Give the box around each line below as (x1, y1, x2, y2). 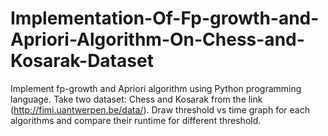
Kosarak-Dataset (10, 50, 154, 72)
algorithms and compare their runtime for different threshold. (10, 114, 262, 126)
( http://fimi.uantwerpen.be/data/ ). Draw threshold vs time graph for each (10, 103, 310, 116)
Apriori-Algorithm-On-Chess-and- (10, 28, 305, 51)
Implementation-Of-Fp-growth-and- (10, 7, 320, 30)
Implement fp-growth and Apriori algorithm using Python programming (10, 82, 302, 94)
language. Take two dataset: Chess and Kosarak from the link (10, 93, 263, 105)
